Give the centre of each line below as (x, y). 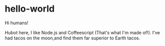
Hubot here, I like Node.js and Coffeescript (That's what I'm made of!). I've (82, 32)
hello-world (30, 9)
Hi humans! (17, 23)
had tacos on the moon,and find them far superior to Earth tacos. (72, 38)
